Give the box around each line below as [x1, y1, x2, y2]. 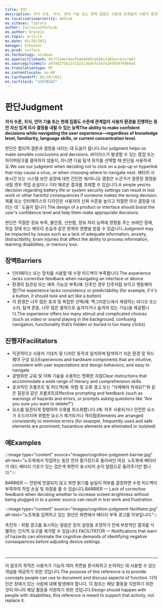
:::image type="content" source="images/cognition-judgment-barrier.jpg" [5, 452, 153, 457]
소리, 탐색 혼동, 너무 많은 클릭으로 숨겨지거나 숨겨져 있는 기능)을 [12, 305, 133, 311]
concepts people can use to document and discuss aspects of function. [5, 575, 149, 580]
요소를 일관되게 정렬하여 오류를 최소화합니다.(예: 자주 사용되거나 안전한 [12, 407, 146, 413]
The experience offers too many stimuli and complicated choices [17, 311, 147, 317]
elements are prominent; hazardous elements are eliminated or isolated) [12, 423, 156, 429]
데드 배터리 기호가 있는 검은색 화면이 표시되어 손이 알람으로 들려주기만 [10, 464, 142, 469]
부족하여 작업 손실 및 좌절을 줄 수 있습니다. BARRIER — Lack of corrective [5, 486, 146, 492]
